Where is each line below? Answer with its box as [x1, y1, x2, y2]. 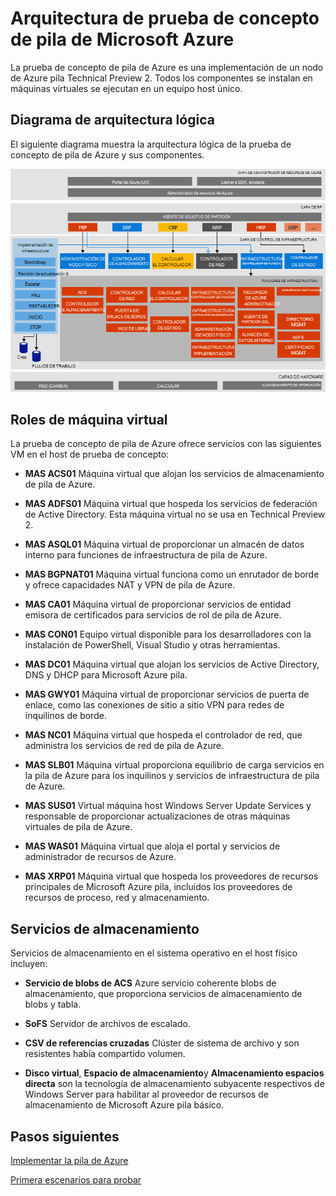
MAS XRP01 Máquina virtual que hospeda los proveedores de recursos [24, 870, 319, 882]
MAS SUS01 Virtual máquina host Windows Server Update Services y [24, 800, 312, 812]
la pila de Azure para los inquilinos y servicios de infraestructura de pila [24, 770, 320, 782]
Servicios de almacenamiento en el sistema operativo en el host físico [10, 947, 298, 959]
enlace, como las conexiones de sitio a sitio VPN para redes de [24, 699, 285, 711]
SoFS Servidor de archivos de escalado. [24, 1018, 191, 1030]
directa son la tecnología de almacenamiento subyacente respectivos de [24, 1078, 325, 1090]
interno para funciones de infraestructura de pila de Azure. [24, 549, 268, 561]
